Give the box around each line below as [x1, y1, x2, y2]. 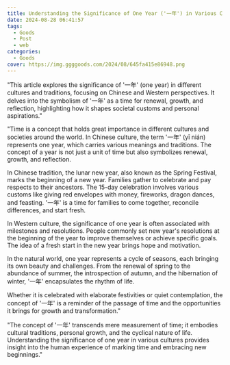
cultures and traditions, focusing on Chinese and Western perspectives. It [7, 88, 215, 97]
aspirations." [7, 111, 42, 120]
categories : [7, 49, 41, 55]
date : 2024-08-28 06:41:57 [7, 16, 84, 23]
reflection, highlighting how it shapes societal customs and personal [7, 104, 200, 112]
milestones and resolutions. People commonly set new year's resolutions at [7, 227, 220, 235]
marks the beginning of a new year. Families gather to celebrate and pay [7, 175, 212, 184]
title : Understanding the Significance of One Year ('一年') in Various [7, 10, 217, 17]
